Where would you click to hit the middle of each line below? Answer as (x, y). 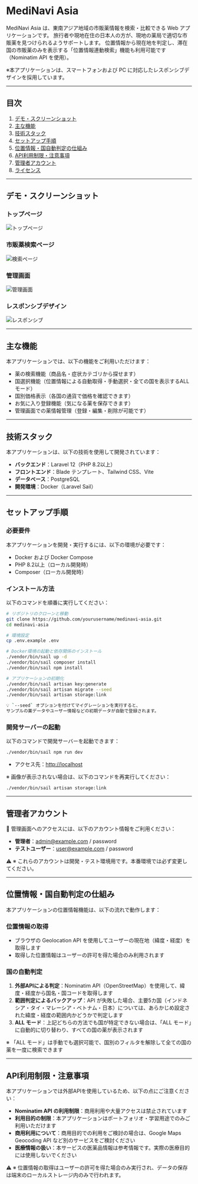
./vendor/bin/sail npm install (44, 668)
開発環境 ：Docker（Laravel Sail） (55, 486)
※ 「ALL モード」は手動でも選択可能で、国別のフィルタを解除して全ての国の (99, 1043)
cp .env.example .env (33, 641)
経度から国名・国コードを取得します (69, 993)
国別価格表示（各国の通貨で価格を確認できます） (74, 396)
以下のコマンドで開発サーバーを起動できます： (63, 741)
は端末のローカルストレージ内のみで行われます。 (65, 1175)
